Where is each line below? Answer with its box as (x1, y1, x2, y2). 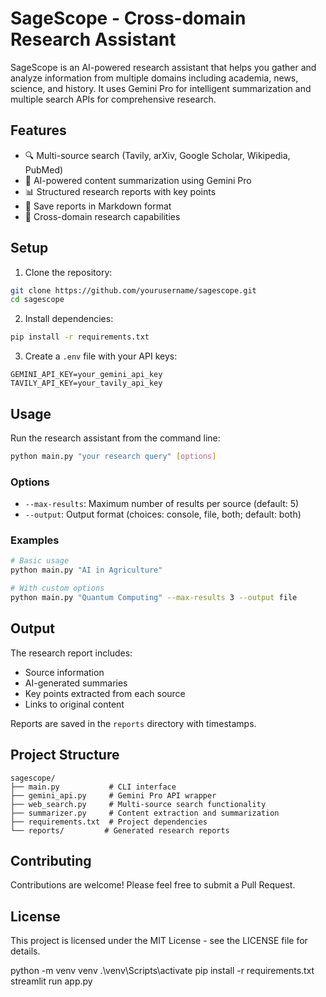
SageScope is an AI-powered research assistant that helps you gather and (10, 61, 317, 73)
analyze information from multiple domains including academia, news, (10, 72, 299, 84)
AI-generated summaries (24, 677, 128, 689)
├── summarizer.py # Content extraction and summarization (10, 808, 280, 818)
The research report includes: (10, 647, 133, 659)
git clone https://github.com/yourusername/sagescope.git (10, 285, 257, 296)
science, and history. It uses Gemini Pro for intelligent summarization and (10, 82, 312, 94)
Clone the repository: (24, 266, 113, 278)
